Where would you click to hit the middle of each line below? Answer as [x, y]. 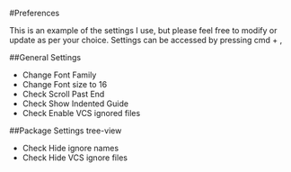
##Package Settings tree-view [66, 131]
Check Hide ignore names [71, 148]
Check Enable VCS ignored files [81, 113]
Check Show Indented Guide [75, 104]
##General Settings [45, 57]
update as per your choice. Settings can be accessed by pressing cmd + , [146, 40]
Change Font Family [59, 75]
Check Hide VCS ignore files [75, 158]
